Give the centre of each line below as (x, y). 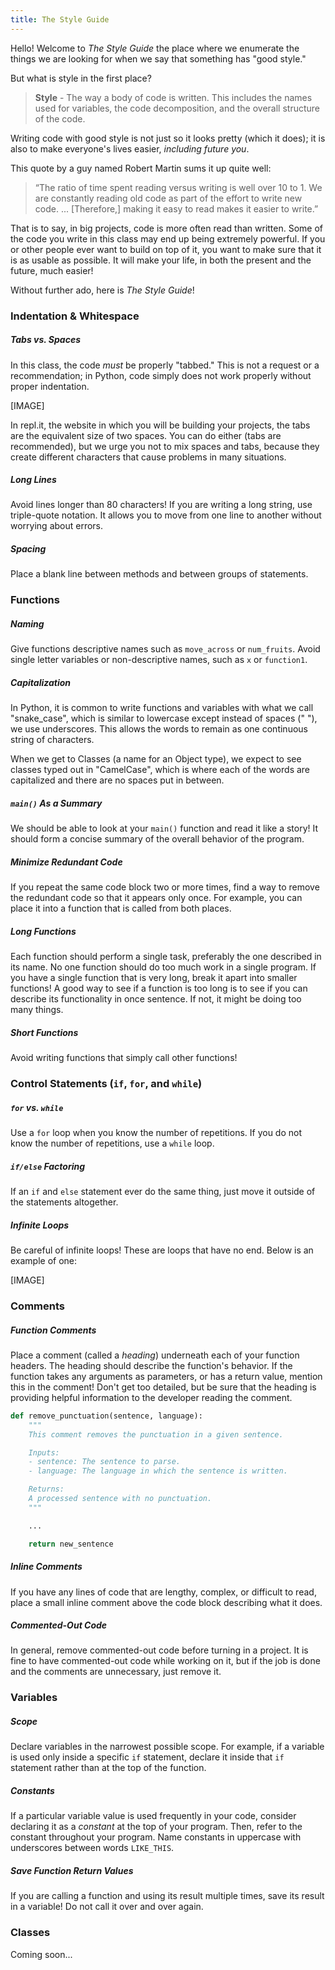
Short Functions (44, 1032)
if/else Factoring (48, 1166)
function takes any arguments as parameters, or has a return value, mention (166, 1376)
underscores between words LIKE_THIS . (92, 1848)
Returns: (46, 1489)
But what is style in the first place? (81, 78)
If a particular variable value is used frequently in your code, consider (153, 1816)
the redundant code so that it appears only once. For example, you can (156, 898)
